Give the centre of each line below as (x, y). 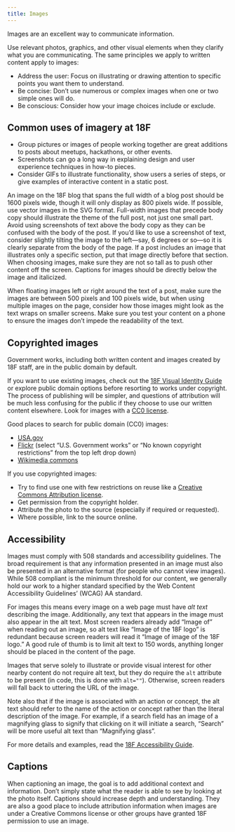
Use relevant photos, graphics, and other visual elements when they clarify (115, 47)
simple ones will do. (46, 98)
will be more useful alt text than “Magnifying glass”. (81, 731)
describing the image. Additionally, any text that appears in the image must (115, 615)
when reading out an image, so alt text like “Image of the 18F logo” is (106, 629)
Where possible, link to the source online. (77, 517)
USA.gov (30, 438)
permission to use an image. (48, 821)
